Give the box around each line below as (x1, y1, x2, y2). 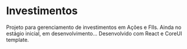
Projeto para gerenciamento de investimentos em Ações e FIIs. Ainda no (6, 24, 182, 31)
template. (6, 36, 29, 43)
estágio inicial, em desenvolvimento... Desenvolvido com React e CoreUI (6, 30, 182, 37)
